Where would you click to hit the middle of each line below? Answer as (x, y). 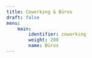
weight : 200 (44, 40)
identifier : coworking (57, 34)
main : (25, 29)
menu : (13, 23)
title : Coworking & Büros (39, 12)
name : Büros (44, 46)
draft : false (23, 18)
